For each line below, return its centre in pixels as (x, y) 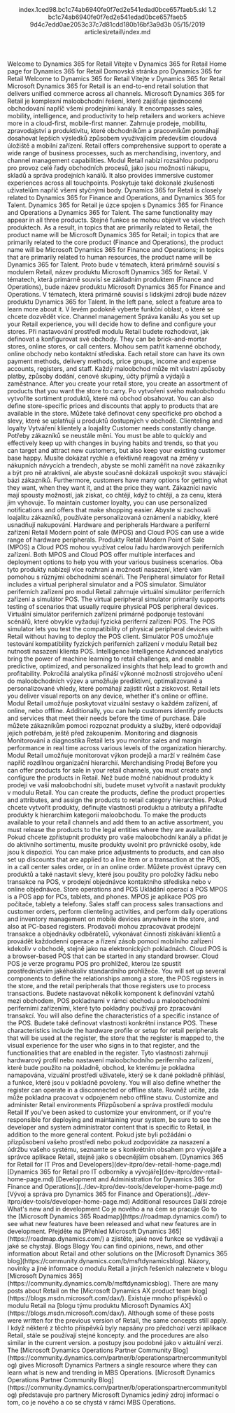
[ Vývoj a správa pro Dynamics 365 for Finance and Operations (97, 1194)
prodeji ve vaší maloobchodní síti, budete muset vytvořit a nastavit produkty (116, 785)
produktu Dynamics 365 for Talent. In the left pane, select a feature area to (115, 302)
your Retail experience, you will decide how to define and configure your (112, 324)
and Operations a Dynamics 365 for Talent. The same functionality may (110, 212)
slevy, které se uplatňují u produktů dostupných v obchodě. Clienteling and (115, 421)
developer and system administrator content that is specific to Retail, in (109, 1127)
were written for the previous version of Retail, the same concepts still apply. (117, 1320)
